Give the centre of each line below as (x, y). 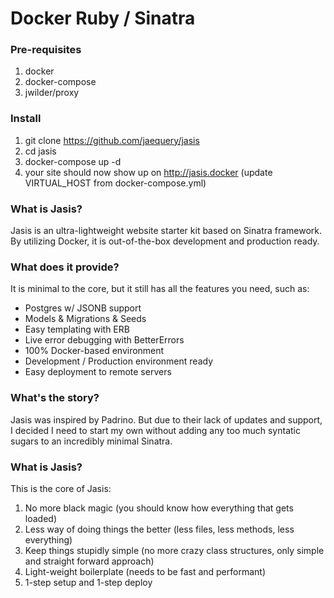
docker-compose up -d (73, 161)
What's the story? (55, 398)
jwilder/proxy (52, 93)
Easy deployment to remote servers (98, 372)
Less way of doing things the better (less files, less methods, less (159, 529)
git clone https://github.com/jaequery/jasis (112, 140)
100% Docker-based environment (94, 351)
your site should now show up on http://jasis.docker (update (148, 172)
